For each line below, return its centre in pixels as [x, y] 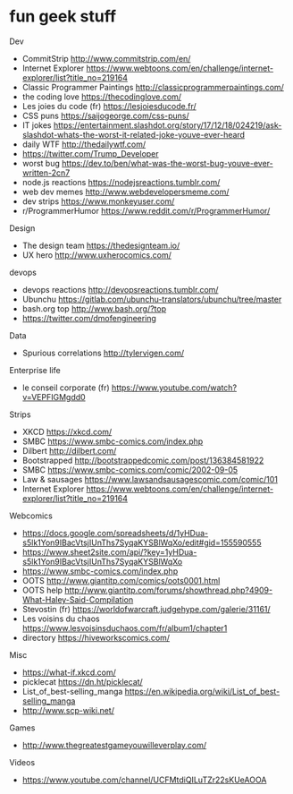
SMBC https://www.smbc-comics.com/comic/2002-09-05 [130, 470]
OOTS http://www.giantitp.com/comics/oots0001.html [121, 580]
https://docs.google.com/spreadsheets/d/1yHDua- [115, 533]
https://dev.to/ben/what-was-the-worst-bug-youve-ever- [167, 163]
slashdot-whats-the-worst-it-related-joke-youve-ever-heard [134, 134]
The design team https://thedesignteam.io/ [101, 245]
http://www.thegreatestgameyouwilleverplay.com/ [114, 745]
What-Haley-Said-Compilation [78, 599]
